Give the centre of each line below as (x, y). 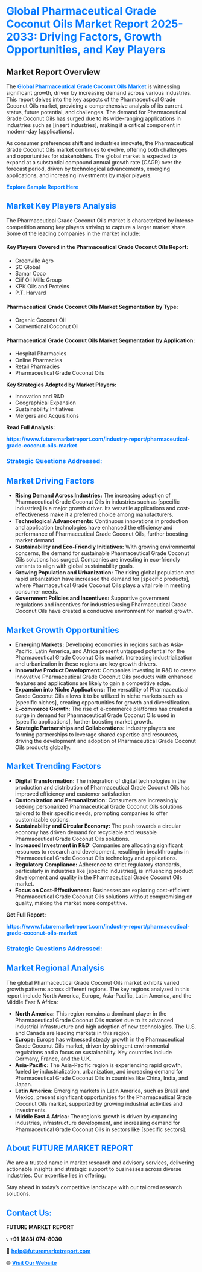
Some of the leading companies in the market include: (73, 233)
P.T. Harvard (30, 293)
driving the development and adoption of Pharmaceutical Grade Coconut (105, 741)
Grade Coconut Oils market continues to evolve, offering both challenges (97, 150)
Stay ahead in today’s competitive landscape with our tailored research (94, 1187)
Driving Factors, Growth (101, 37)
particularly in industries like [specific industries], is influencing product (104, 871)
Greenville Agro (34, 261)
